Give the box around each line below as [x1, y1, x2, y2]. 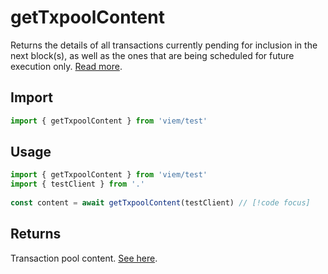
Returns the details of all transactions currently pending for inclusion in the [10, 39, 318, 51]
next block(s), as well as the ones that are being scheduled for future [10, 49, 295, 61]
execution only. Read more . [10, 60, 123, 72]
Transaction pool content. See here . [10, 252, 158, 264]
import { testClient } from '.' [10, 179, 145, 190]
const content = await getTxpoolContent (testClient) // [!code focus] [10, 198, 311, 208]
